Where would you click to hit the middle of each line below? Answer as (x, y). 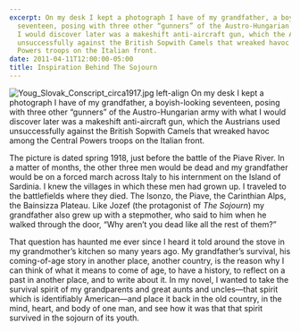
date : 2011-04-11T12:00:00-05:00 (71, 59)
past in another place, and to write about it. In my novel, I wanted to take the (149, 279)
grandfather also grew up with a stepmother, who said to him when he (138, 215)
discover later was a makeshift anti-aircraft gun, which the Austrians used (145, 121)
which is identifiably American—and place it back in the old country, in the (146, 298)
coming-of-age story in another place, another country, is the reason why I (147, 260)
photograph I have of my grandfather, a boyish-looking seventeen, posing (145, 102)
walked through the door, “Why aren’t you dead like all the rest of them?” (143, 224)
